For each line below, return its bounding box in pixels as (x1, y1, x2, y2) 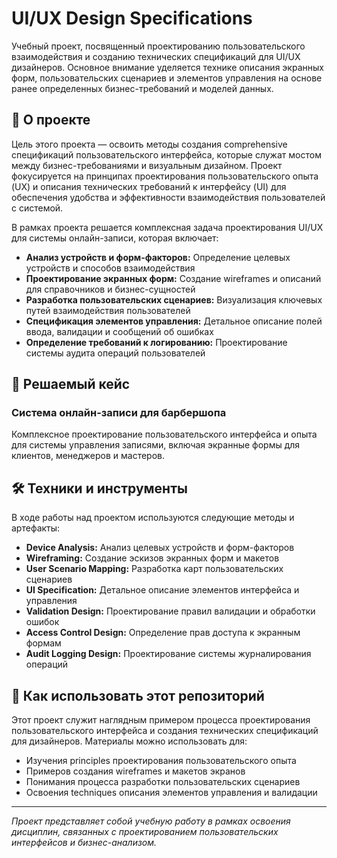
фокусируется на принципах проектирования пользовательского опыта (11, 170, 319, 182)
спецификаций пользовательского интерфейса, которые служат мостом (11, 148, 322, 161)
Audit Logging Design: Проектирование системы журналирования (25, 648, 312, 660)
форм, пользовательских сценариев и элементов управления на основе (11, 72, 323, 84)
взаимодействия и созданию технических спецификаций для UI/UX (11, 50, 301, 62)
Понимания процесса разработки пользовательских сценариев (25, 776, 301, 788)
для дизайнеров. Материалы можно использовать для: (11, 735, 248, 747)
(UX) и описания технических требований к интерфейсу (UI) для (11, 180, 287, 192)
